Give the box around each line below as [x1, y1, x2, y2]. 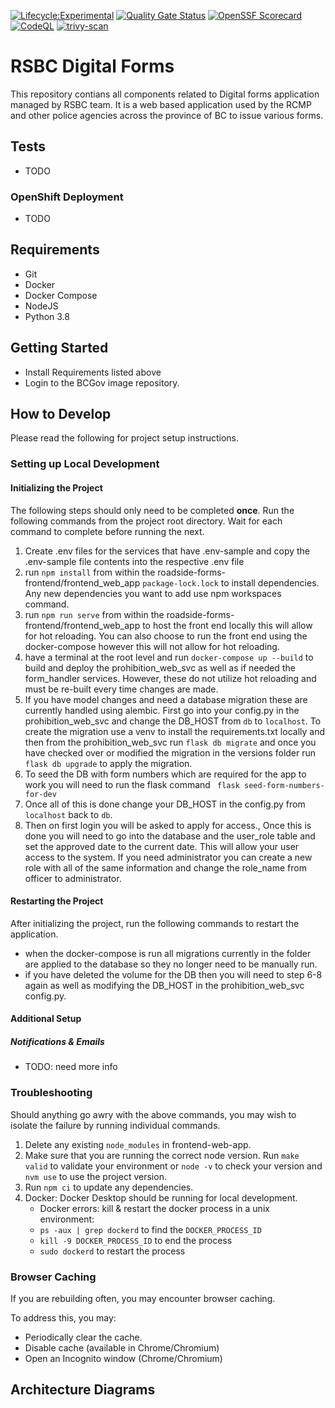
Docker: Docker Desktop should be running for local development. [24, 1191, 298, 1204]
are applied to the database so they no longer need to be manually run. [24, 958, 318, 970]
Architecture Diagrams [10, 1381, 156, 1399]
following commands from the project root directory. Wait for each [10, 515, 283, 527]
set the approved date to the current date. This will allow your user [24, 840, 300, 852]
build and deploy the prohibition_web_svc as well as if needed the [24, 661, 296, 674]
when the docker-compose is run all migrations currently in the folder [24, 947, 312, 959]
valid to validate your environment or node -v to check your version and [24, 1160, 323, 1172]
